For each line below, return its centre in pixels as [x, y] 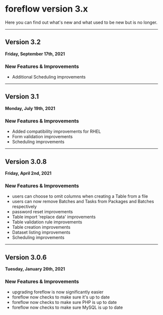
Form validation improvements [42, 137]
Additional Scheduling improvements [49, 77]
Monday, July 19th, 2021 [30, 108]
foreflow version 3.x [47, 9]
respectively [24, 206]
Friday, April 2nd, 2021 [28, 173]
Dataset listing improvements [41, 232]
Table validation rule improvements [47, 222]
